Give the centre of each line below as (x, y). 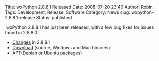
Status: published (54, 18)
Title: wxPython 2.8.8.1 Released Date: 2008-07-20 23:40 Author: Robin (79, 7)
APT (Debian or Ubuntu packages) (47, 53)
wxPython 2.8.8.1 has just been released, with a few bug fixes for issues (80, 27)
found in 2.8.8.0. (22, 33)
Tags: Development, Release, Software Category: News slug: (68, 12)
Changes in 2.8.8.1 (31, 42)
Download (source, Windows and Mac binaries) (61, 48)
